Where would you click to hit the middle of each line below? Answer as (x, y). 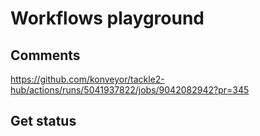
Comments (45, 55)
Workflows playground (107, 18)
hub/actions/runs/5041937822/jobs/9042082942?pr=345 (130, 90)
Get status (43, 121)
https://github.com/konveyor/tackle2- (87, 79)
